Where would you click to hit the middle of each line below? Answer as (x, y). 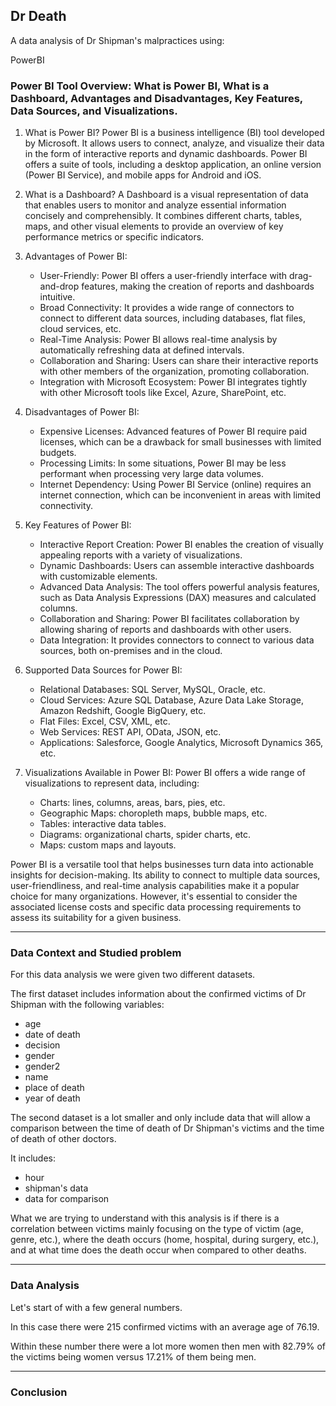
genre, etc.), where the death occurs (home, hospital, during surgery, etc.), (165, 1240)
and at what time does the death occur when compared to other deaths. (158, 1250)
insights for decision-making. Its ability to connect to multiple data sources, (165, 875)
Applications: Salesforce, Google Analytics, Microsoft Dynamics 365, (181, 743)
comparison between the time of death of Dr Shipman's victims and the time (167, 1128)
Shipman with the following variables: (87, 1005)
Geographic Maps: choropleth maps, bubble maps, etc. (153, 813)
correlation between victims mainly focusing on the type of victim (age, (157, 1229)
